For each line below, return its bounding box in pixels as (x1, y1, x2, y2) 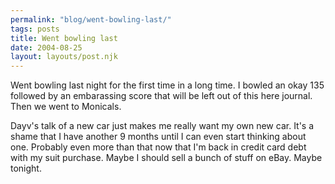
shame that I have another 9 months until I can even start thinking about (10, 131, 307, 143)
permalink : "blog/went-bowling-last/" (10, 14, 172, 25)
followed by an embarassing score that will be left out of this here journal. (10, 90, 313, 102)
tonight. (10, 162, 42, 175)
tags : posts (10, 24, 60, 34)
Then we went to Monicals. (10, 101, 122, 113)
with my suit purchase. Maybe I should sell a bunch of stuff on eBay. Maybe (10, 152, 323, 164)
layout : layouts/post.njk (10, 52, 118, 62)
